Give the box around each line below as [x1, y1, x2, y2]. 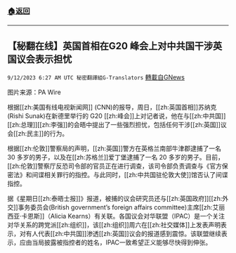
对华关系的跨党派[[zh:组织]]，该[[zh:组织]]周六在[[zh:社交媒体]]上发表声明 [7, 221, 221, 229]
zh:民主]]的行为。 [18, 129, 69, 138]
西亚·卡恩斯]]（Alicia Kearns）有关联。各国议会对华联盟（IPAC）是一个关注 [7, 212, 225, 221]
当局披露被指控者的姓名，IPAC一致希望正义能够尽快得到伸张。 [31, 238, 212, 247]
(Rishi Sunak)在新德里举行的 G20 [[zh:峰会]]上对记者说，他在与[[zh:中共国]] [7, 112, 226, 120]
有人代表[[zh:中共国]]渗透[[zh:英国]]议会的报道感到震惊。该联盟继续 [25, 230, 221, 238]
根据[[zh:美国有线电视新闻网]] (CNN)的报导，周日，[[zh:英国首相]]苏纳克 [7, 103, 217, 112]
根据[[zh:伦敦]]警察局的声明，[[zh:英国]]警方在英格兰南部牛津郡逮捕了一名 [7, 144, 221, 153]
